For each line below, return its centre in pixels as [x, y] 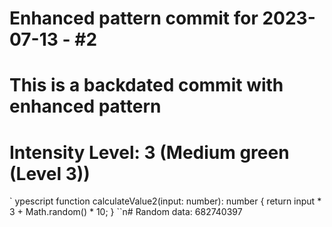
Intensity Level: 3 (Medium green [149, 152]
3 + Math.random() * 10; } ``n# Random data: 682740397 [126, 212]
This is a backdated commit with [146, 85]
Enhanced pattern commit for [134, 18]
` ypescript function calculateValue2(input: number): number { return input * [165, 201]
